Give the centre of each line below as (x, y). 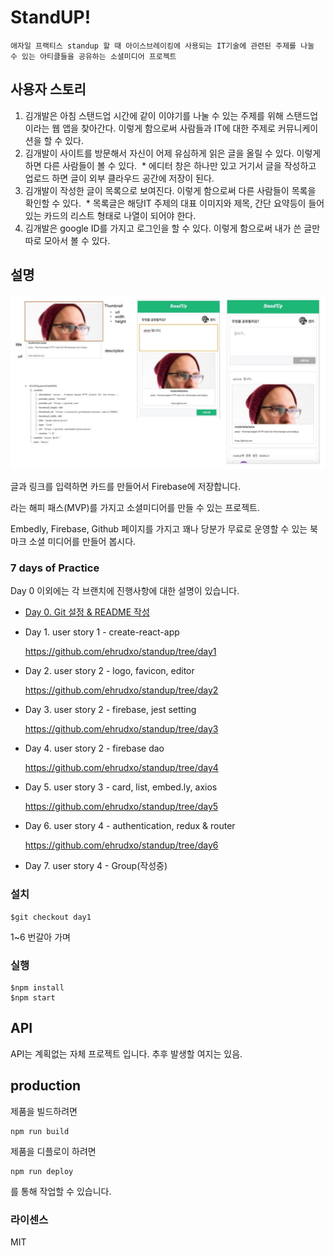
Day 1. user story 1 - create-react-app (102, 632)
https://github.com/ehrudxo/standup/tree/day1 (120, 652)
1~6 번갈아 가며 (40, 937)
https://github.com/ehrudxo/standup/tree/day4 (121, 768)
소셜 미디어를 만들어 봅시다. (82, 542)
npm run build (40, 1131)
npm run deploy (42, 1171)
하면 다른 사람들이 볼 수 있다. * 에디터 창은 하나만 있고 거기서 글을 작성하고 (170, 165)
